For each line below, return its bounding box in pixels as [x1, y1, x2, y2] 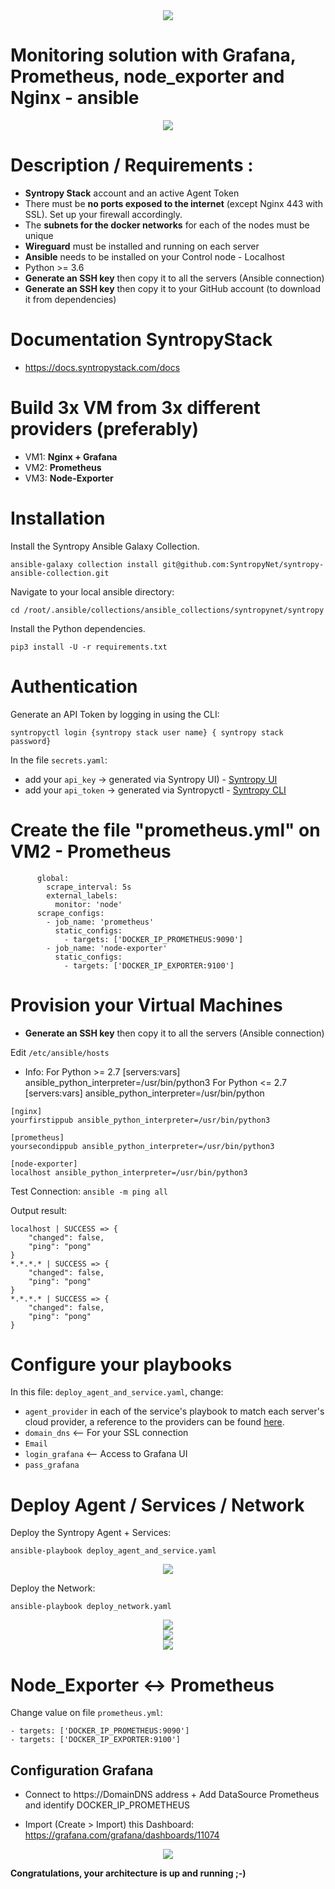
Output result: [10, 1204, 68, 1216]
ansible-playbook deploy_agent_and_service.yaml [10, 1546, 217, 1556]
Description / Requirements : [10, 154, 254, 177]
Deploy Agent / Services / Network [10, 1494, 305, 1516]
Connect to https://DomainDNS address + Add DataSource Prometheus [24, 1789, 320, 1801]
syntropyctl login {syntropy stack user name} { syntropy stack [10, 727, 284, 738]
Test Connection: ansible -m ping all [10, 1185, 168, 1197]
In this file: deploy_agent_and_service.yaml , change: [10, 1386, 224, 1398]
